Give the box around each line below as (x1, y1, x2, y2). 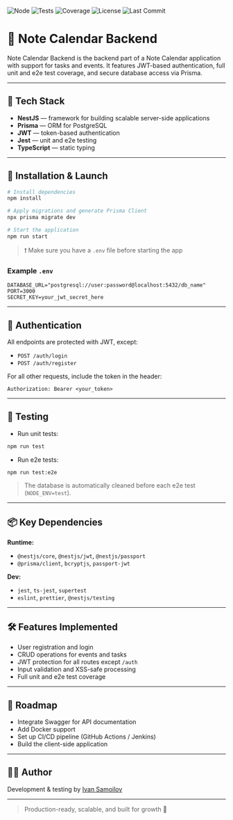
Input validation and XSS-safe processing (17, 665, 137, 674)
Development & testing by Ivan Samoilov (7, 785, 123, 793)
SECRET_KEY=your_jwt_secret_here (7, 294, 104, 301)
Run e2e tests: (17, 456, 59, 464)
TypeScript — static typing (17, 143, 96, 152)
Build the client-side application (17, 739, 108, 748)
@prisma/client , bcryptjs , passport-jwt (17, 559, 130, 568)
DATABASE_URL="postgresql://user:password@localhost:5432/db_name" (7, 282, 207, 289)
